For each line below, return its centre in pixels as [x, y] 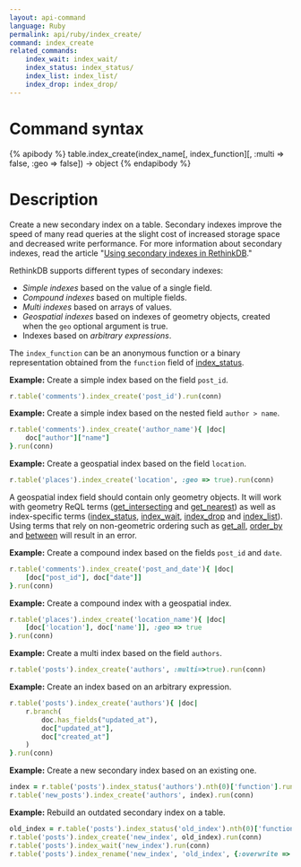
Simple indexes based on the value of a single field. [117, 287]
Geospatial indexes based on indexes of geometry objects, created [146, 316]
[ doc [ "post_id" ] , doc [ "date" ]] [84, 577]
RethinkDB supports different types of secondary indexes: [116, 270]
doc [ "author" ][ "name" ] [68, 438]
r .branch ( [44, 711]
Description [54, 199]
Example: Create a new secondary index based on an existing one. [133, 771]
